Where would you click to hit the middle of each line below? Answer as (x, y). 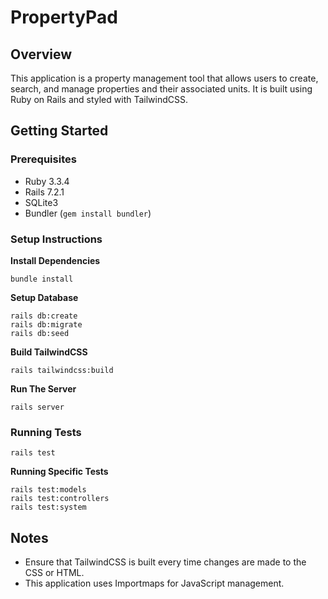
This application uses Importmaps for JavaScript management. (154, 583)
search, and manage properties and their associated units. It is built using (161, 89)
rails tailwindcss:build (62, 370)
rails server (37, 407)
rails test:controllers (60, 499)
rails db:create (44, 316)
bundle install (42, 279)
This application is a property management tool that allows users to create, (164, 78)
